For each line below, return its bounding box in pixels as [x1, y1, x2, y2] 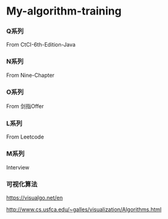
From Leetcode [6, 133, 44, 140]
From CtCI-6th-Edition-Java [6, 41, 76, 48]
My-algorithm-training [6, 4, 122, 18]
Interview [6, 163, 30, 171]
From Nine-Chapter [6, 71, 55, 79]
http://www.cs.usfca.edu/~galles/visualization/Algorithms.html [6, 206, 162, 213]
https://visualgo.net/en [6, 194, 63, 201]
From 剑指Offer [6, 103, 44, 110]
